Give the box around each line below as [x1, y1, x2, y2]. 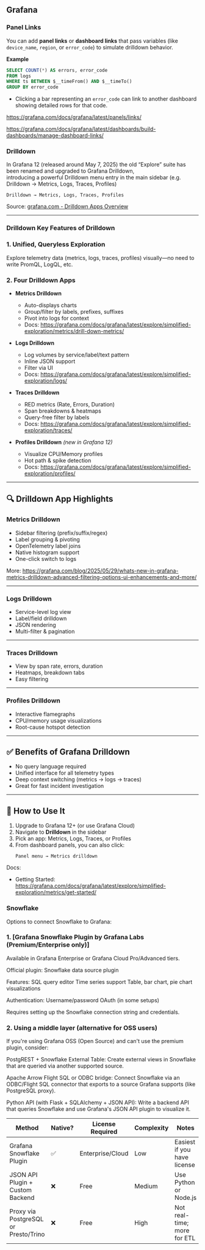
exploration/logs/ [24, 377, 68, 384]
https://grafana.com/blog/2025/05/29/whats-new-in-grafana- [22, 567, 179, 574]
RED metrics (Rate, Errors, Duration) [24, 401, 115, 408]
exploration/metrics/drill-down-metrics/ [24, 328, 124, 334]
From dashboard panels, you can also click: [15, 842, 125, 849]
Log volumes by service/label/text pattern [24, 351, 130, 358]
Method [15, 1124, 39, 1132]
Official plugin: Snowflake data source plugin [6, 966, 119, 974]
